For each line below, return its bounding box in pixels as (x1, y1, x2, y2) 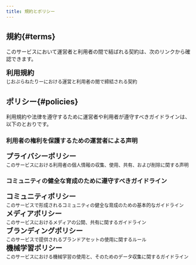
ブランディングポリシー (6, 226, 83, 236)
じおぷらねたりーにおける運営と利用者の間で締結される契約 (6, 78, 137, 85)
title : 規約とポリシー (6, 8, 56, 15)
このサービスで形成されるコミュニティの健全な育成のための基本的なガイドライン (6, 202, 184, 208)
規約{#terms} (6, 32, 56, 42)
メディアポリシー (6, 209, 63, 218)
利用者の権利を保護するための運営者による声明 (6, 137, 138, 145)
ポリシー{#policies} (6, 97, 79, 106)
